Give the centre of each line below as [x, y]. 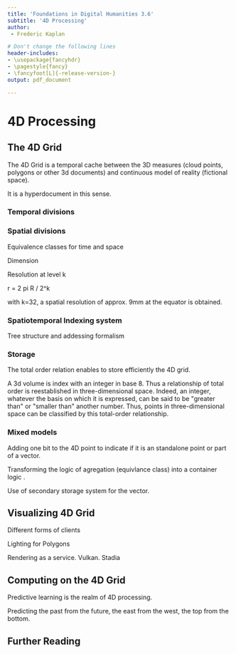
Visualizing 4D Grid [51, 513]
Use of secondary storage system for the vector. [79, 490]
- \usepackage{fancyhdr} [44, 60]
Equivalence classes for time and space [66, 246]
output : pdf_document [39, 80]
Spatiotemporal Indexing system [65, 320]
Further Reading [44, 641]
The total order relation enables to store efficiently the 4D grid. [99, 370]
